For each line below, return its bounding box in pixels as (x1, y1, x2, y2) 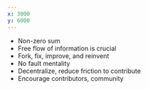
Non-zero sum (17, 36, 60, 45)
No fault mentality (17, 59, 70, 67)
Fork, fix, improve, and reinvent (17, 51, 110, 60)
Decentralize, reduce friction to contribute (17, 67, 141, 75)
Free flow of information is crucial (17, 44, 117, 52)
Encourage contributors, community (17, 74, 124, 82)
